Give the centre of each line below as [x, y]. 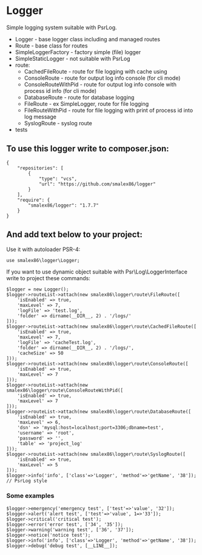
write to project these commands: [49, 278]
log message [40, 117]
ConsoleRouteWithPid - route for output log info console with [100, 84]
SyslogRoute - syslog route [58, 123]
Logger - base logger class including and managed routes [88, 39]
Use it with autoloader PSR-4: [43, 249]
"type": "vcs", [58, 179]
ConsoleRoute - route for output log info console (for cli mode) [102, 78]
